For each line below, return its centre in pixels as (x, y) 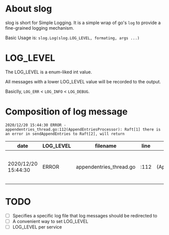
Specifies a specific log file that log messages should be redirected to (85, 215)
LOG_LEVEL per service (37, 227)
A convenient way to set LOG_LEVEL (50, 221)
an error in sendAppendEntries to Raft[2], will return (65, 134)
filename (106, 146)
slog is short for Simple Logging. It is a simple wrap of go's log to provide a (83, 23)
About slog (29, 9)
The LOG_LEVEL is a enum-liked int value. (49, 72)
